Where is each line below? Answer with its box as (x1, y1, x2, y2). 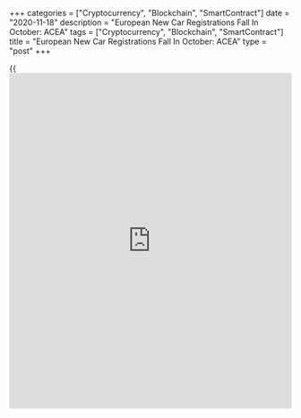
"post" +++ (9, 46, 51, 56)
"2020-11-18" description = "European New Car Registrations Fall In (9, 17, 259, 28)
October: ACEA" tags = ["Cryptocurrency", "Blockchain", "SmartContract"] (9, 27, 284, 37)
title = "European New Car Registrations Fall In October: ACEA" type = (9, 36, 267, 47)
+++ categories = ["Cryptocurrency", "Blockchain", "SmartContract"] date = (9, 8, 290, 18)
